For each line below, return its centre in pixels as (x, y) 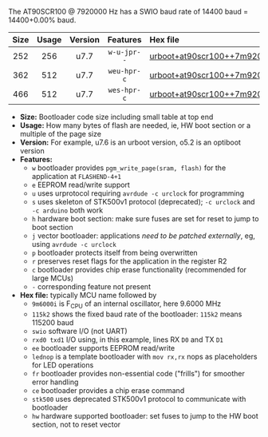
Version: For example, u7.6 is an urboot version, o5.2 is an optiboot (130, 142)
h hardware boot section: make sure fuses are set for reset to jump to (145, 218)
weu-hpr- (124, 71)
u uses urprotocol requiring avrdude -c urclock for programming (138, 193)
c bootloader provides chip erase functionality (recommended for (139, 270)
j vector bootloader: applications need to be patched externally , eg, (143, 236)
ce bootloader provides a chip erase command (108, 390)
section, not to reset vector (76, 424)
